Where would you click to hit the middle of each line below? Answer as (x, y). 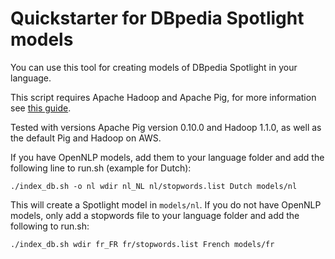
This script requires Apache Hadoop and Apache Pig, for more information (163, 97)
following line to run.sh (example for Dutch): (101, 168)
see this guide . (41, 108)
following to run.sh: (50, 226)
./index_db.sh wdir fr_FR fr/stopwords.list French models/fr (142, 244)
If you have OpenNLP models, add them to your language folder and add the (167, 157)
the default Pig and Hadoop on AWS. (86, 138)
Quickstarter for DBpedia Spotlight (157, 18)
